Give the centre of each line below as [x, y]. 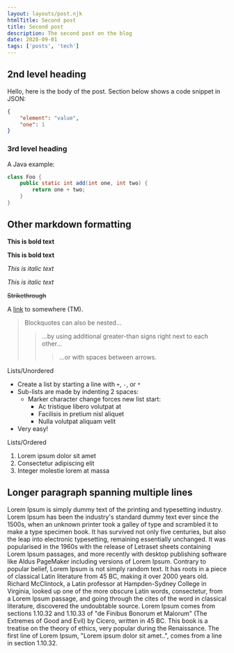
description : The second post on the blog [70, 33]
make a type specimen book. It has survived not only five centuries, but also [117, 531]
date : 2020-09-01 [32, 40]
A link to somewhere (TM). [45, 309]
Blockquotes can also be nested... [73, 323]
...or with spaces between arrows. [108, 357]
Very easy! [33, 428]
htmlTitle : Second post [42, 20]
